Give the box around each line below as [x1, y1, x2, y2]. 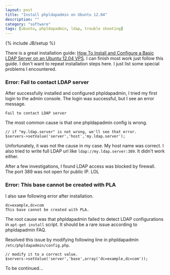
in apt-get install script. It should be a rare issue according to [5, 221, 138, 227]
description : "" [5, 17, 39, 22]
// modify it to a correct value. [5, 252, 78, 257]
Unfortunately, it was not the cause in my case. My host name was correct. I [5, 143, 164, 149]
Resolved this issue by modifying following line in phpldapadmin [5, 237, 139, 243]
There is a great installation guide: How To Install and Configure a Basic [5, 50, 154, 56]
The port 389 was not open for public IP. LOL [5, 169, 100, 175]
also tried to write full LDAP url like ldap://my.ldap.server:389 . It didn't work [5, 148, 165, 154]
